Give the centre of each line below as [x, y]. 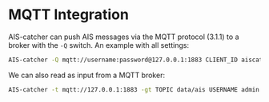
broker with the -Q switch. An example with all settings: [99, 45]
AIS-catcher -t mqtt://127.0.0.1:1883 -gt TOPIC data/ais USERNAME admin [134, 89]
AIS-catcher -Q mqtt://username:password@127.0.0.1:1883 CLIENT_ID [123, 60]
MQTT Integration [69, 15]
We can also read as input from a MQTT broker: [87, 75]
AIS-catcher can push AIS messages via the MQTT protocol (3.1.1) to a [124, 37]
